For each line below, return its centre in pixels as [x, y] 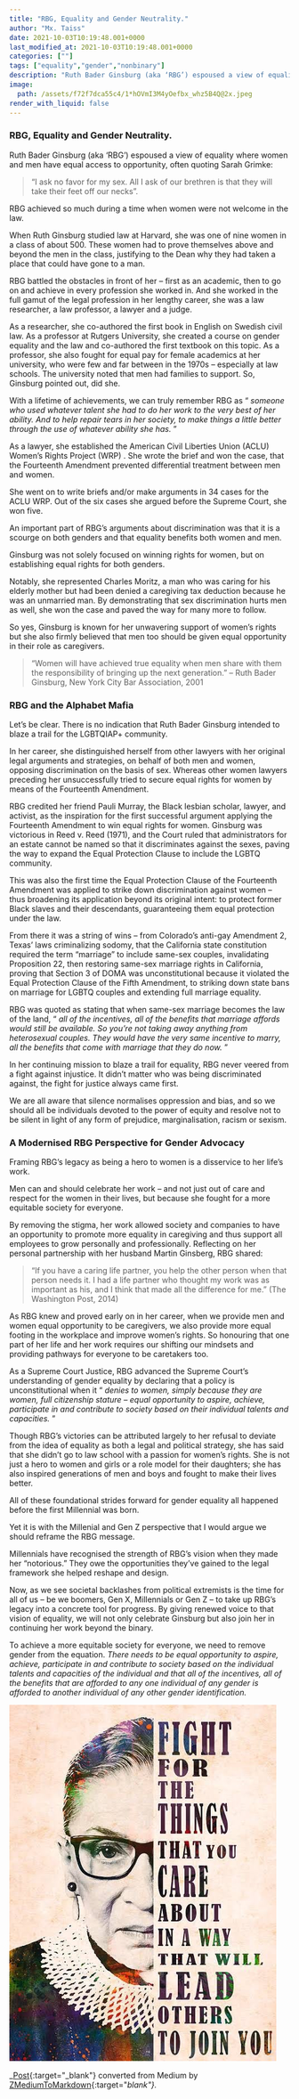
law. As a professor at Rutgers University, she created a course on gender [145, 336]
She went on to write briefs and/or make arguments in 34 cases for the [139, 492]
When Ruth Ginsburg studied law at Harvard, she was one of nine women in [148, 235]
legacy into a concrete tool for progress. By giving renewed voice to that [141, 1609]
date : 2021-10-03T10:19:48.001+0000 [77, 37]
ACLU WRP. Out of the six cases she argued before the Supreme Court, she [148, 501]
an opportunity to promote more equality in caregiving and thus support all [146, 1234]
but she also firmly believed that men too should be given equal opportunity [148, 636]
